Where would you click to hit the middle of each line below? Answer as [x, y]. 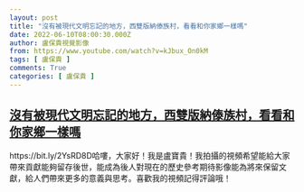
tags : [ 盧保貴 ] [40, 59]
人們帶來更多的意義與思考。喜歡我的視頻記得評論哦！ [132, 178]
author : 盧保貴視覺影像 [49, 43]
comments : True [38, 69]
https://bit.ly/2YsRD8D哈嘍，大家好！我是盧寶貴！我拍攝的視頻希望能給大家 [150, 155]
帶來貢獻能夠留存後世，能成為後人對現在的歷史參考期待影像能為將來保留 [144, 167]
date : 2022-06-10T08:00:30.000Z [70, 34]
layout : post [34, 18]
